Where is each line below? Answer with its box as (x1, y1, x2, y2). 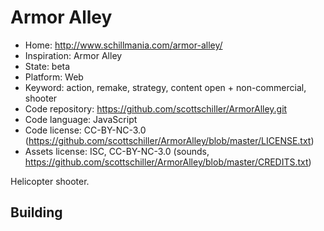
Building (10, 204, 63, 221)
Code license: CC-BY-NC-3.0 (24, 124, 147, 136)
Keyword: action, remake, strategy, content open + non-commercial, (24, 81, 307, 93)
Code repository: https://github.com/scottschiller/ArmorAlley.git (24, 102, 288, 115)
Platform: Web (24, 71, 84, 83)
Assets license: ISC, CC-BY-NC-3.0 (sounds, (24, 145, 210, 157)
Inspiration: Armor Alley (24, 49, 123, 61)
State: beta (24, 60, 71, 72)
